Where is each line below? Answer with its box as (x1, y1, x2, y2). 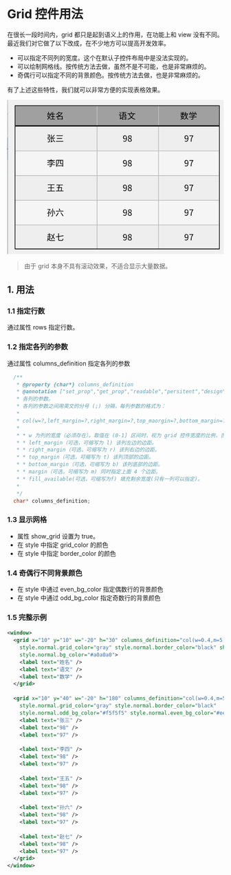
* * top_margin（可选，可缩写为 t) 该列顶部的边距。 (16, 454, 154, 461)
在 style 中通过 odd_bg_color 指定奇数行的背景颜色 (16, 594, 161, 602)
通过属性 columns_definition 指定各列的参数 (7, 359, 131, 368)
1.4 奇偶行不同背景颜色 (7, 568, 82, 578)
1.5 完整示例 (7, 612, 47, 622)
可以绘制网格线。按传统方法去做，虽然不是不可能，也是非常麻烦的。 (16, 62, 210, 70)
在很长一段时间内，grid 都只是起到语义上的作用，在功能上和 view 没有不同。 (7, 30, 223, 39)
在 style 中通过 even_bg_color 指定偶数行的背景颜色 (16, 585, 164, 593)
